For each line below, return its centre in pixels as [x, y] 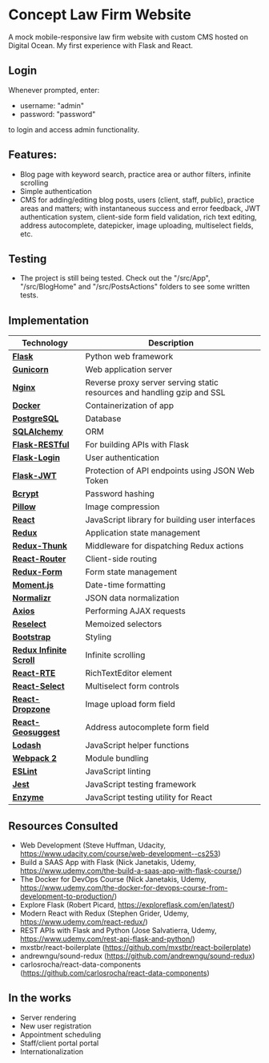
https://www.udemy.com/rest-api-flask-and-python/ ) [107, 939]
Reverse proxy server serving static [152, 382]
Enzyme [28, 798]
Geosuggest [36, 733]
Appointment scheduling [60, 1034]
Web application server [129, 370]
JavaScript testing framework [141, 785]
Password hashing [120, 494]
